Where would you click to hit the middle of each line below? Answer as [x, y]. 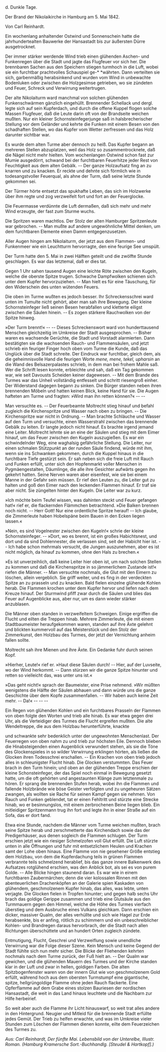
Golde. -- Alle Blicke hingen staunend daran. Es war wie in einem [71, 873]
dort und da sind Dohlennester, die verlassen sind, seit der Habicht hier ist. [81, 541]
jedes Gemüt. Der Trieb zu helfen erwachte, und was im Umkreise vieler [79, 1019]
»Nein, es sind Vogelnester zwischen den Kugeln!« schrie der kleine [75, 531]
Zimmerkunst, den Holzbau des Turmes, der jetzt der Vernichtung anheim [80, 635]
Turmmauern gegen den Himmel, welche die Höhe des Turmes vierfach [78, 904]
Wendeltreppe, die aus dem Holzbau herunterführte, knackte [67, 726]
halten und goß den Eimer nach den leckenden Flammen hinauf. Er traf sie [81, 485]
